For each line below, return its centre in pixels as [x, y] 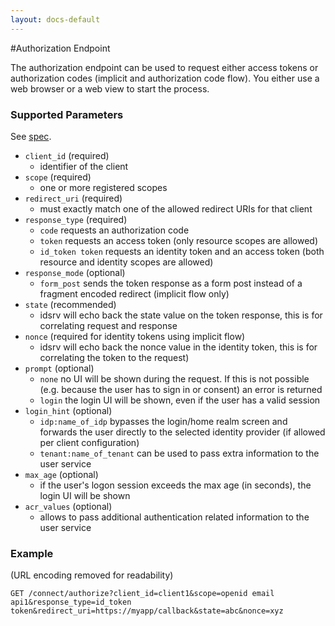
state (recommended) [70, 304]
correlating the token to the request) [114, 357]
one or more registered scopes [103, 187]
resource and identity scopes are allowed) [126, 262]
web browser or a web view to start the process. [110, 88]
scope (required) [58, 177]
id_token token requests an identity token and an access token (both [182, 251]
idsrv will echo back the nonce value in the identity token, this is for [178, 347]
